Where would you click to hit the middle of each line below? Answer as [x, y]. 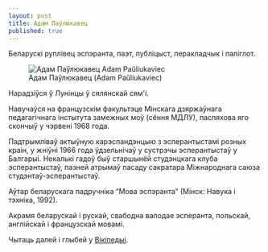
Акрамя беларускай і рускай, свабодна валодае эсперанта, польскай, [130, 216]
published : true [35, 31]
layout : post [30, 16]
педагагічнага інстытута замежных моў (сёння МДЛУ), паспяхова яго [129, 118]
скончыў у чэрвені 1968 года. [59, 126]
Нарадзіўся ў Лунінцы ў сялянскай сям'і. [78, 93]
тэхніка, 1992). [33, 200]
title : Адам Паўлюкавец [48, 23]
